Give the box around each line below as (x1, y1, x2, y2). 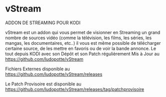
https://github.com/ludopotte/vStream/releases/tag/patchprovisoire (5, 86, 144, 92)
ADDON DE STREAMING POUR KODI (5, 20, 81, 26)
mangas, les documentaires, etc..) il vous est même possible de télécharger (5, 40, 161, 46)
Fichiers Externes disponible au (5, 66, 70, 72)
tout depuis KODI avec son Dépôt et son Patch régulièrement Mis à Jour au (5, 51, 160, 57)
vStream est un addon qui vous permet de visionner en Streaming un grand (5, 29, 160, 35)
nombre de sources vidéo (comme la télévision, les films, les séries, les (5, 35, 152, 41)
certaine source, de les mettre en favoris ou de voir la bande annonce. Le (5, 45, 156, 51)
